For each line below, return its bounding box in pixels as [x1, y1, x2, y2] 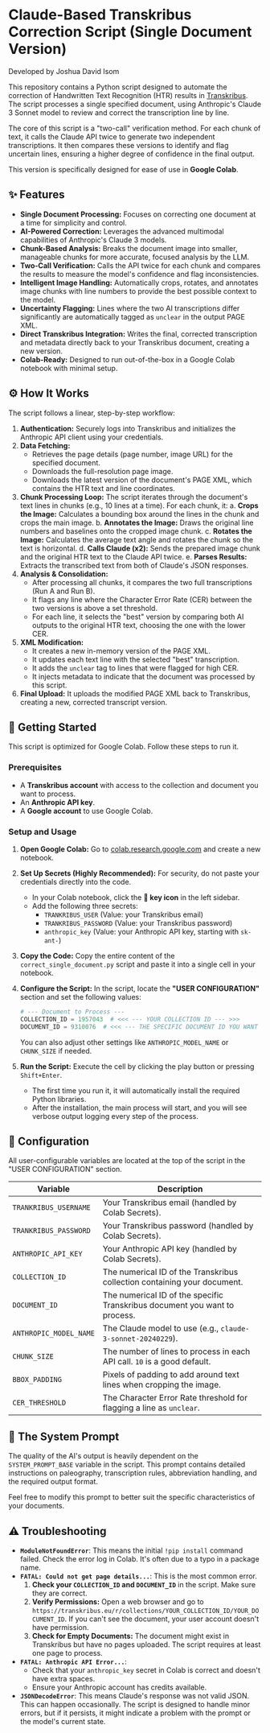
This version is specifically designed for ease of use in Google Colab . [8, 164, 239, 174]
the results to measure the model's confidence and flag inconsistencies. [19, 269, 260, 279]
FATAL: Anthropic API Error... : [19, 1657, 127, 1667]
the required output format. [8, 1477, 99, 1487]
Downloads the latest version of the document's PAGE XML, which [31, 475, 252, 485]
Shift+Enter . [19, 1070, 63, 1079]
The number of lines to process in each [102, 1346, 251, 1357]
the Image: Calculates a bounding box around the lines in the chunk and [19, 509, 260, 518]
